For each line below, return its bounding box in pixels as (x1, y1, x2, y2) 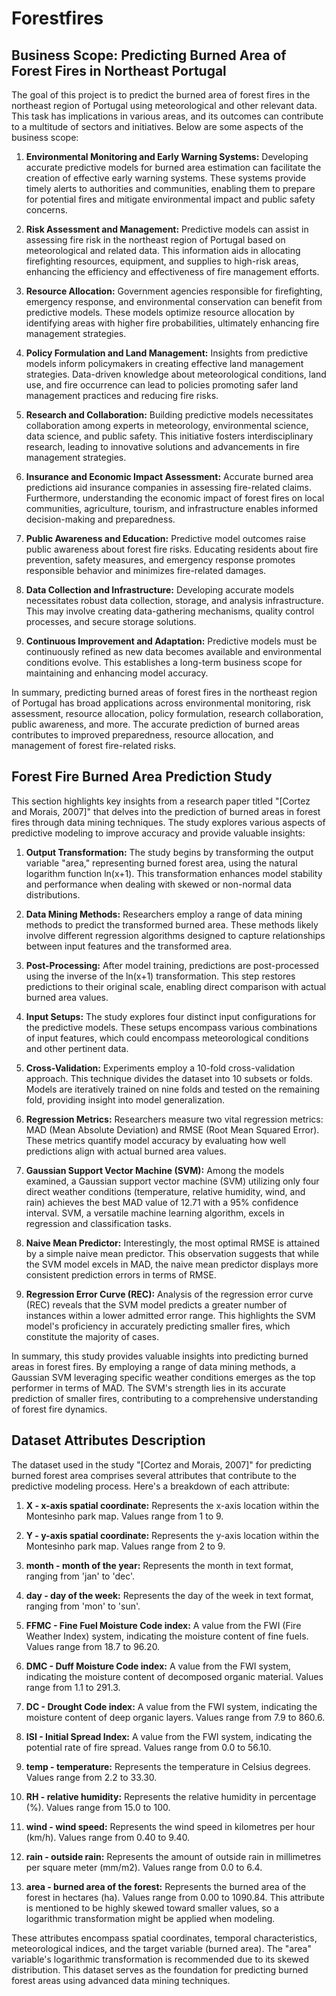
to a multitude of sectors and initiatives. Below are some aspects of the (11, 121, 304, 132)
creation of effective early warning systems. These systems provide (25, 172, 307, 184)
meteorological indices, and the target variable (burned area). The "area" (11, 1942, 312, 1954)
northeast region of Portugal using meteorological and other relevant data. (11, 100, 318, 111)
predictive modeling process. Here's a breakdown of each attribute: (11, 1480, 290, 1492)
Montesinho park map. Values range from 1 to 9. (25, 1510, 224, 1522)
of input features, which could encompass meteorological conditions (25, 1032, 309, 1044)
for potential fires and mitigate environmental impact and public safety (25, 193, 316, 205)
